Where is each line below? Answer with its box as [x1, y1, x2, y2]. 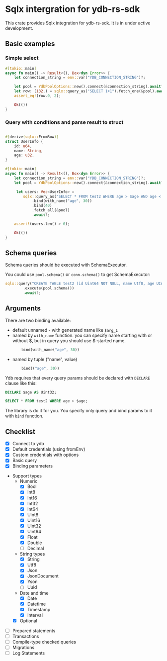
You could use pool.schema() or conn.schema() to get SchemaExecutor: [5, 272, 151, 278]
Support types [12, 473, 42, 479]
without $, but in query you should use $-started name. [12, 337, 126, 344]
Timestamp [27, 606, 51, 612]
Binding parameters [12, 463, 53, 469]
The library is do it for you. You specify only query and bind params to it [5, 408, 153, 414]
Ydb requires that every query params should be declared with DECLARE [5, 375, 150, 381]
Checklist [5, 427, 36, 436]
